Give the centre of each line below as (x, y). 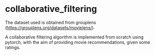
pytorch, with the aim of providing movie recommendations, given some (78, 42)
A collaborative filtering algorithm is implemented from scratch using (74, 37)
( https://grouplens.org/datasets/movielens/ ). (50, 27)
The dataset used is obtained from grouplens (51, 22)
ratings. (13, 47)
